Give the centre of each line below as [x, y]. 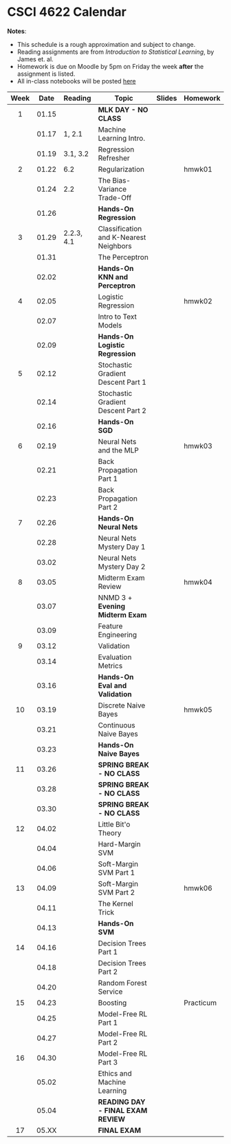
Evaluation [115, 657]
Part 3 [108, 1062]
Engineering [118, 634]
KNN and [113, 277]
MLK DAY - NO [123, 110]
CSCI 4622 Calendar [67, 12]
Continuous [117, 725]
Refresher [114, 158]
